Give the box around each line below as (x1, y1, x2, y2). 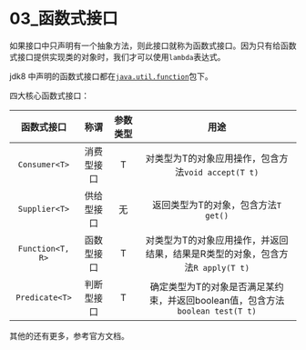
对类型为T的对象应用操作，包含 (145, 152, 280, 165)
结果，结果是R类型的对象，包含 (145, 247, 280, 260)
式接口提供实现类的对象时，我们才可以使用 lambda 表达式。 (9, 51, 226, 62)
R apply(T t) (193, 263, 250, 273)
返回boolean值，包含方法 (176, 294, 285, 306)
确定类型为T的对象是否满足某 (149, 280, 275, 293)
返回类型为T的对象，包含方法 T (151, 198, 282, 211)
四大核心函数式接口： (9, 90, 89, 101)
